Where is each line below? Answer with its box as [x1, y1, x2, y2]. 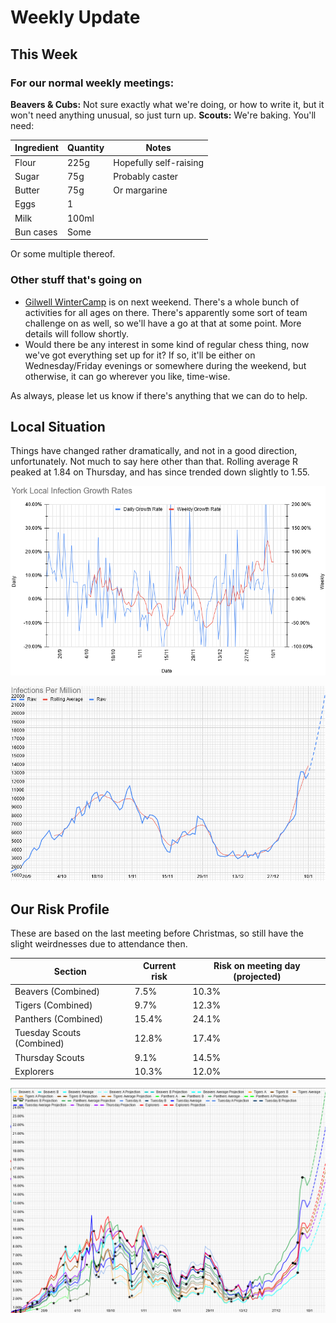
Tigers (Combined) [14, 999, 93, 1011]
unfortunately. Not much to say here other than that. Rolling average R [10, 456, 299, 468]
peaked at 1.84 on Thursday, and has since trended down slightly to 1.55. [10, 466, 310, 478]
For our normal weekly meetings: [10, 76, 175, 90]
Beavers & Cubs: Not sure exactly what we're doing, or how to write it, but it [10, 98, 325, 110]
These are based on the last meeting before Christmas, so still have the [10, 927, 304, 939]
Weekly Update [10, 6, 141, 29]
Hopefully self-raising [113, 156, 205, 168]
